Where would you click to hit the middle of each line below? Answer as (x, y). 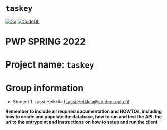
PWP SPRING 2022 (46, 42)
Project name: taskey (50, 65)
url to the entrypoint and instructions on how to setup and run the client (81, 122)
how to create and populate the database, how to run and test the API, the (84, 117)
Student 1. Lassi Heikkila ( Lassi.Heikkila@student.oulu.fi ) (71, 102)
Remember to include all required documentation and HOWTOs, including (83, 111)
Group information (45, 88)
